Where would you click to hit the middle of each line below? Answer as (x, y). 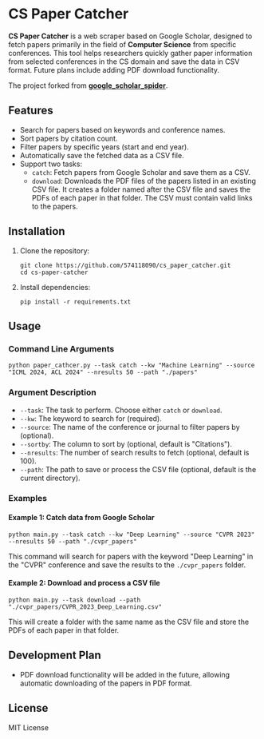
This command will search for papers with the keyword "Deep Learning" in (131, 556)
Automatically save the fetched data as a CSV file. (102, 155)
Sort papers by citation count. (69, 138)
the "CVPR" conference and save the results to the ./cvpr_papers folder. (127, 565)
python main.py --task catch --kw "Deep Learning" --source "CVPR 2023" (132, 534)
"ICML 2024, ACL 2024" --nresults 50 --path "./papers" (103, 372)
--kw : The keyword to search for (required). (91, 418)
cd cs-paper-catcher (54, 272)
